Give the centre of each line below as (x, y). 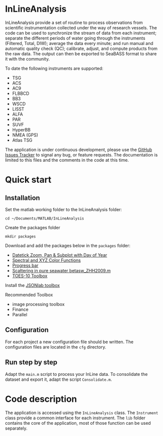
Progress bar (25, 265)
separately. (16, 428)
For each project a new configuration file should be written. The (69, 342)
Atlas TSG (22, 140)
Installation (23, 198)
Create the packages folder (33, 227)
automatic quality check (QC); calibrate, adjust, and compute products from (81, 48)
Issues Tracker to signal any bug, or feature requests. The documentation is (81, 154)
